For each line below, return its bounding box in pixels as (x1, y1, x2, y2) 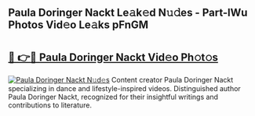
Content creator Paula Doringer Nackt (111, 76, 234, 84)
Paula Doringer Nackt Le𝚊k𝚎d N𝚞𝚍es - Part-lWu (8, 6, 248, 19)
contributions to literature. (8, 100, 93, 110)
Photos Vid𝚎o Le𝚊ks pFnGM (8, 19, 149, 32)
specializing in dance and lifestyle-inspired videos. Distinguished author (8, 84, 241, 93)
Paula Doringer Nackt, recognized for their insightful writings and (8, 93, 218, 101)
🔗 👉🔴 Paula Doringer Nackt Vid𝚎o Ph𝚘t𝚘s (8, 51, 218, 64)
